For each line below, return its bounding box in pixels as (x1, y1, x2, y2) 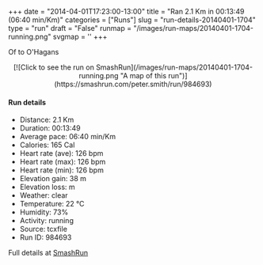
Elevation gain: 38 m (19, 174, 87, 184)
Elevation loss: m (19, 182, 75, 192)
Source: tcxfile (19, 225, 67, 234)
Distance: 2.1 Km (19, 115, 74, 125)
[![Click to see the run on (13, 62, 95, 72)
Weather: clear (19, 191, 69, 200)
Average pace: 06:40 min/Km (19, 132, 116, 142)
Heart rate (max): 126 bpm (19, 157, 106, 167)
